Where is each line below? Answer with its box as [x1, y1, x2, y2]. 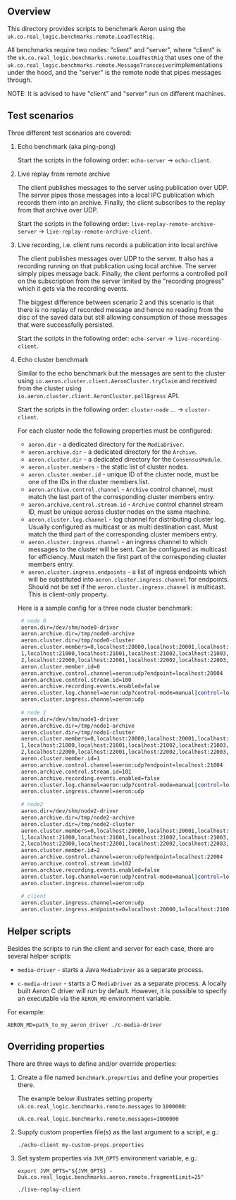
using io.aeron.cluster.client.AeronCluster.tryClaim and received [17, 376, 217, 385]
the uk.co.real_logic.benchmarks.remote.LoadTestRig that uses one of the [7, 53, 223, 61]
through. [7, 76, 32, 84]
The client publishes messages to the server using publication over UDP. [17, 183, 229, 191]
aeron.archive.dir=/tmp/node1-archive [20, 722, 135, 729]
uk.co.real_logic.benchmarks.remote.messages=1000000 [17, 1115, 179, 1122]
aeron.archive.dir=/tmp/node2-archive [20, 814, 135, 821]
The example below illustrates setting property [17, 1094, 153, 1103]
